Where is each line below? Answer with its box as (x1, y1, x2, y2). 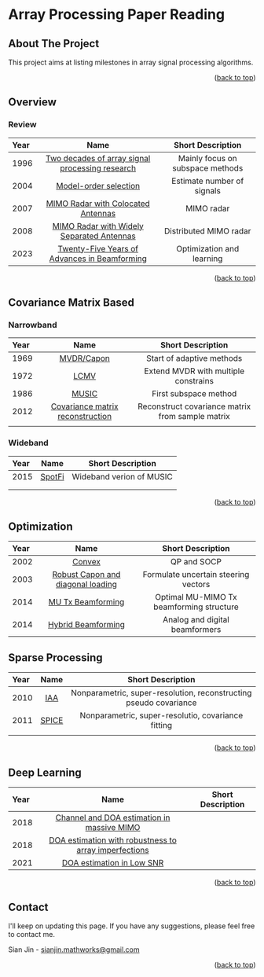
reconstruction (57, 411, 112, 422)
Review (8, 119, 37, 130)
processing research (60, 163, 136, 174)
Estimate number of (171, 175, 244, 186)
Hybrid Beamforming (47, 619, 126, 630)
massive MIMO (85, 822, 141, 833)
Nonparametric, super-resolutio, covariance (79, 710, 244, 721)
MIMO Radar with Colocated (46, 198, 151, 209)
